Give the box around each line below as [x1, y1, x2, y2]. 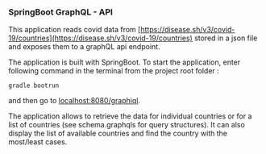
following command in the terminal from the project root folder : [8, 66, 219, 76]
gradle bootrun [8, 81, 60, 90]
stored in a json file [194, 33, 258, 43]
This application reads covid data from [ [8, 25, 141, 35]
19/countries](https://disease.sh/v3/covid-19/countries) [8, 33, 193, 43]
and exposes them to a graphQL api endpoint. [8, 42, 160, 52]
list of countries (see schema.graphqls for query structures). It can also [8, 120, 246, 130]
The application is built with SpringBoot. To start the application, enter [8, 57, 241, 67]
